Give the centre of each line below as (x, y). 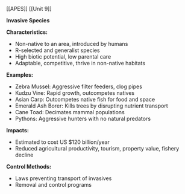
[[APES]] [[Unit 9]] (29, 9)
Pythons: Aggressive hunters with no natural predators (83, 118)
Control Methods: (29, 167)
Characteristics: (27, 32)
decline (24, 155)
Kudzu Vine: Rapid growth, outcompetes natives (74, 93)
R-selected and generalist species (58, 50)
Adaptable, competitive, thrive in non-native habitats (80, 63)
